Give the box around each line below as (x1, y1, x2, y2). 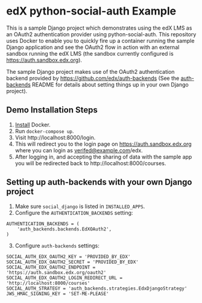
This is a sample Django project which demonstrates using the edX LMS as (6, 24, 192, 31)
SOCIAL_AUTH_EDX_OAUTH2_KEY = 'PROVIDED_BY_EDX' (6, 253, 131, 259)
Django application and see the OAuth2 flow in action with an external (6, 44, 180, 51)
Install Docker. (14, 121, 51, 128)
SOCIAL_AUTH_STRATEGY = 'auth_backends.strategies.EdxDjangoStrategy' (6, 285, 188, 292)
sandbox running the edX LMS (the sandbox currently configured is (6, 50, 174, 57)
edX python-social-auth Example (6, 4, 177, 18)
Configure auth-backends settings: (14, 242, 99, 249)
